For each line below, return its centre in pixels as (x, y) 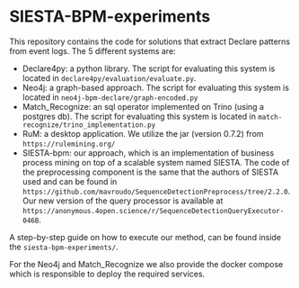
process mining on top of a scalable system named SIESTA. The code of (156, 162)
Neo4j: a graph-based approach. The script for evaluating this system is (156, 87)
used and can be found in (70, 181)
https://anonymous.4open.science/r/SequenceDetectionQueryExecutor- (153, 211)
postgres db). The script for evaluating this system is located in (139, 116)
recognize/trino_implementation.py (89, 125)
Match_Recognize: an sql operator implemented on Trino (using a (143, 106)
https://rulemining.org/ (69, 144)
